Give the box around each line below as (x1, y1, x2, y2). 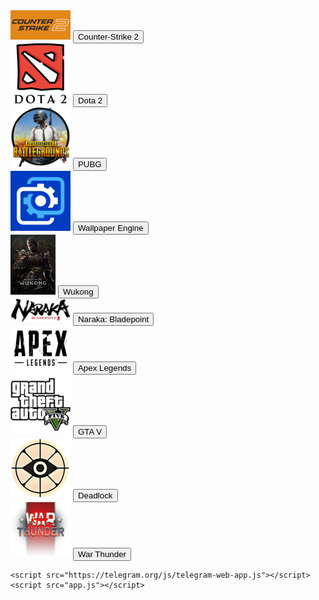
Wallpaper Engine (77, 223, 144, 233)
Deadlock (77, 490, 113, 501)
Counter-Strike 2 (77, 32, 139, 42)
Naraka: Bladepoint (77, 314, 150, 324)
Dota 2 (77, 95, 103, 106)
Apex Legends (77, 363, 132, 373)
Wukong (62, 287, 94, 297)
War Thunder (77, 549, 127, 559)
